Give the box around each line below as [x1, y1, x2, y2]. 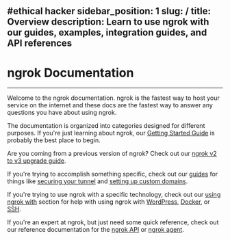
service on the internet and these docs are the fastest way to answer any [7, 101, 214, 109]
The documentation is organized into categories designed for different [7, 122, 205, 130]
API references [7, 38, 73, 49]
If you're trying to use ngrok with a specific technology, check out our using [7, 191, 221, 199]
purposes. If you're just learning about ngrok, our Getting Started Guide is [7, 129, 215, 137]
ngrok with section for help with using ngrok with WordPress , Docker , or [7, 198, 210, 206]
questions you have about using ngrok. [7, 109, 117, 117]
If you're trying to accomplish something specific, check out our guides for [7, 170, 218, 178]
